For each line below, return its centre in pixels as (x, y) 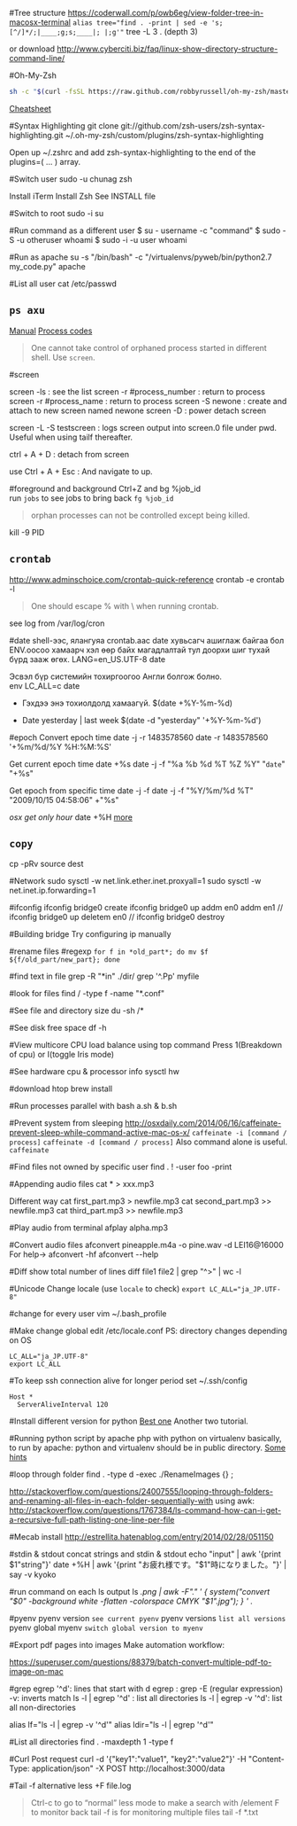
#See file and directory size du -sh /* (76, 1011)
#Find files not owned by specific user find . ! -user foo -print (121, 1167)
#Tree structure (38, 13)
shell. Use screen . (63, 357)
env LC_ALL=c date (45, 685)
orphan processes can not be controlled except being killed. (140, 515)
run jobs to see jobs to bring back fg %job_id (91, 498)
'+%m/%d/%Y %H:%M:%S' (61, 746)
